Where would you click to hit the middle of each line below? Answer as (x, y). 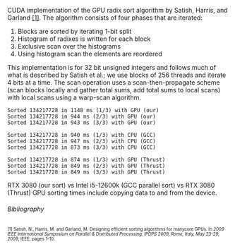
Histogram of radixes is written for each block (84, 39)
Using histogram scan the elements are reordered (90, 54)
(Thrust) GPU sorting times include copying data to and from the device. (112, 193)
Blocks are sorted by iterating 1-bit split (74, 31)
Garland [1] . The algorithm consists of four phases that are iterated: (105, 18)
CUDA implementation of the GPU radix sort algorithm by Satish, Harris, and (117, 10)
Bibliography (26, 209)
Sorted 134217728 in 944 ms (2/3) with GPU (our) (82, 116)
